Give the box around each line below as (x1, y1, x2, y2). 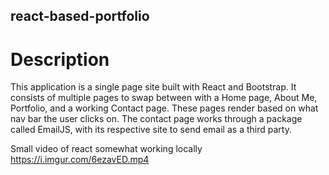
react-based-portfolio (10, 8, 150, 25)
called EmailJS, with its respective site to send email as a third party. (10, 124, 292, 136)
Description (10, 48, 110, 71)
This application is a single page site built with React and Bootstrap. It (10, 81, 297, 93)
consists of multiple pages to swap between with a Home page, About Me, (10, 92, 318, 104)
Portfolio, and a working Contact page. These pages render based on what (10, 102, 319, 114)
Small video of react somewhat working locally (10, 143, 203, 155)
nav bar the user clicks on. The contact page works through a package (10, 113, 303, 125)
